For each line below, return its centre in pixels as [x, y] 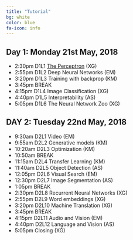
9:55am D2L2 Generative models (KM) [61, 143]
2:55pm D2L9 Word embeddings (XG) [60, 199]
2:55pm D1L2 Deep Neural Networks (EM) [65, 73]
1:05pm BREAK [33, 186]
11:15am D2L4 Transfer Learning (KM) [60, 161]
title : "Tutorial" [28, 11]
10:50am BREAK [34, 155]
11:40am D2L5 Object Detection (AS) [59, 167]
